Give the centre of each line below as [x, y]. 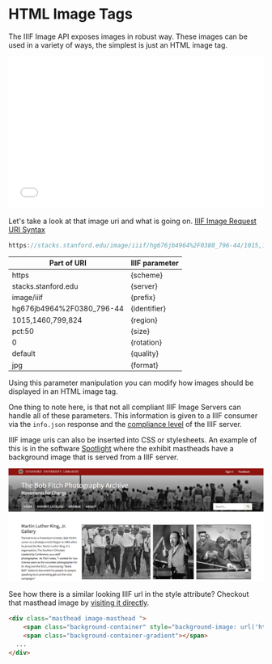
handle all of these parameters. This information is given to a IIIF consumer [133, 416]
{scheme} [147, 275]
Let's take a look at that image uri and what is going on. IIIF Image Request [132, 221]
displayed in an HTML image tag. [64, 391]
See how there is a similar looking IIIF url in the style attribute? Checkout [129, 594]
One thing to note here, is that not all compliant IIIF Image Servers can [125, 407]
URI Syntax [27, 229]
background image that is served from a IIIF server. [93, 457]
